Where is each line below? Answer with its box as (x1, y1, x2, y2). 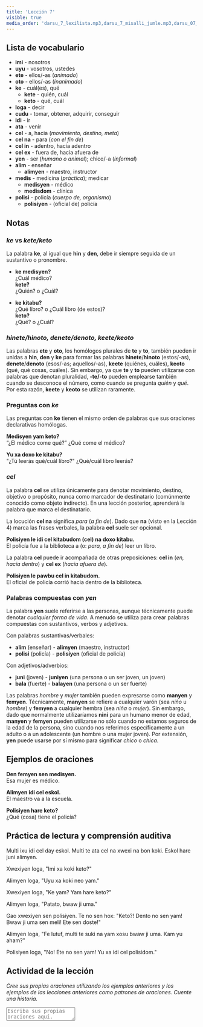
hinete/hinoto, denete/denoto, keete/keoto (6, 333, 134, 342)
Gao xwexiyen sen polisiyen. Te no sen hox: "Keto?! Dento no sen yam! (6, 912, 183, 919)
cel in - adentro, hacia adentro (14, 142, 91, 150)
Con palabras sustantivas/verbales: (6, 632, 95, 639)
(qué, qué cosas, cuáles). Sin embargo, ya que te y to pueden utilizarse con (6, 367, 195, 374)
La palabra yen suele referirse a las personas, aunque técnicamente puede (6, 607, 193, 615)
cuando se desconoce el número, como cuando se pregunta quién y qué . (6, 379, 189, 387)
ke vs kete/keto (6, 236, 53, 244)
